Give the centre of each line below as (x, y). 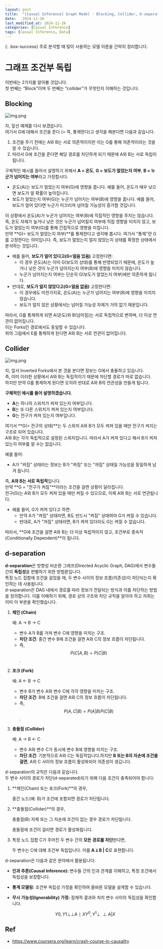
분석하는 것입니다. (22, 246)
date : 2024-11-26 (25, 18)
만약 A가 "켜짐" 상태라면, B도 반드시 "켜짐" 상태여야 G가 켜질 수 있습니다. (88, 516)
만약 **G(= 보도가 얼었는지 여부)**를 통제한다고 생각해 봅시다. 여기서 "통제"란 (79, 233)
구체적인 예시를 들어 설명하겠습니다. (39, 393)
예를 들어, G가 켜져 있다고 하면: (41, 509)
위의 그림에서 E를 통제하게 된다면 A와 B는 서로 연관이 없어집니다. (66, 333)
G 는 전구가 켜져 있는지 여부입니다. (44, 415)
